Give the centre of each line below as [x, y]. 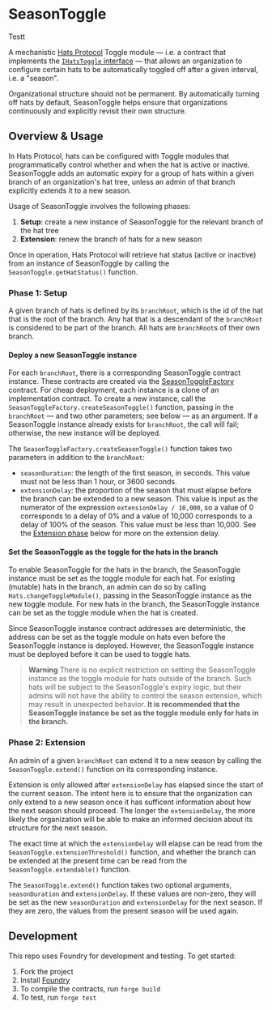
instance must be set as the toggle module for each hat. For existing [122, 578]
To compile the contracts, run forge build [90, 988]
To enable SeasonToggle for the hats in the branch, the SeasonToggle [125, 570]
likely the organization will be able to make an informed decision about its [131, 819]
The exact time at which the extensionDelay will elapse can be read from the [136, 843]
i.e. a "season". [34, 78]
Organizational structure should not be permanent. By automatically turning [134, 93]
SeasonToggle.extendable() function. [70, 869]
